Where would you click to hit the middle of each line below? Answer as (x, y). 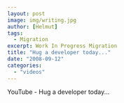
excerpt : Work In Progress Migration (62, 46)
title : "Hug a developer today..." (59, 53)
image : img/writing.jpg (42, 20)
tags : (15, 33)
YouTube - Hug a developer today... (58, 92)
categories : (25, 65)
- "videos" (29, 72)
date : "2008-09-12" (36, 59)
